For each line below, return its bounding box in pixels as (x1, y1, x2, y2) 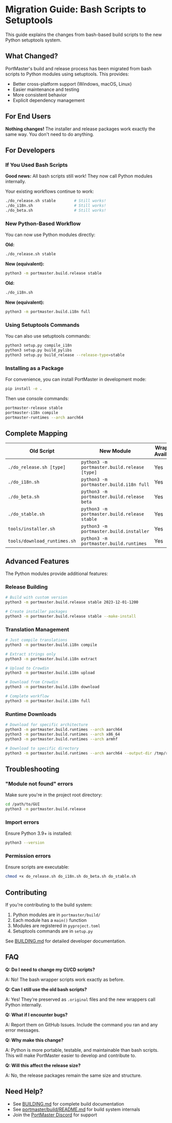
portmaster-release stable (5, 405, 63, 410)
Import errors (5, 818, 39, 825)
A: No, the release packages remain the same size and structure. (5, 1072, 142, 1078)
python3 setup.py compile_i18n (5, 343, 72, 348)
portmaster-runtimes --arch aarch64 (5, 415, 83, 420)
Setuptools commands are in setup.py (12, 928, 93, 934)
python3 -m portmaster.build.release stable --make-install (5, 614, 137, 619)
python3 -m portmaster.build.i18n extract (5, 656, 97, 661)
